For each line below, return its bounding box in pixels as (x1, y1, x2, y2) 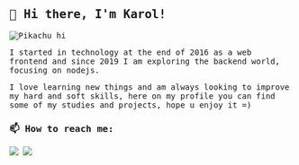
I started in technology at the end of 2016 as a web (9, 47, 252, 57)
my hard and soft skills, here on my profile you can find (9, 91, 276, 101)
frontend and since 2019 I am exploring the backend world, (9, 56, 281, 66)
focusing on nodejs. (9, 65, 101, 75)
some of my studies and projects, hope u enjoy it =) (9, 100, 252, 110)
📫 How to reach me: (9, 123, 114, 135)
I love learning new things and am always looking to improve (9, 82, 290, 92)
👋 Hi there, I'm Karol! (9, 7, 167, 22)
